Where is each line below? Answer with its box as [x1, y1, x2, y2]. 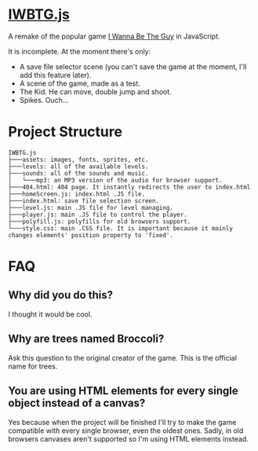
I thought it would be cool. [8, 309, 93, 319]
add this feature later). [19, 70, 92, 79]
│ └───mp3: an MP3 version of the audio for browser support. [8, 176, 223, 184]
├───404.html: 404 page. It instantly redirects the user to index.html [8, 183, 251, 191]
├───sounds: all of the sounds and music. [8, 169, 149, 178]
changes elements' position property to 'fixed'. [8, 231, 174, 239]
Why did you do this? [8, 288, 114, 302]
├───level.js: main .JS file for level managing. [8, 203, 174, 211]
